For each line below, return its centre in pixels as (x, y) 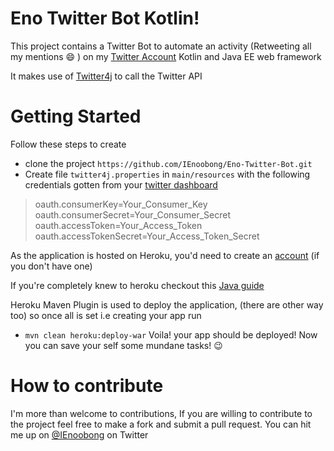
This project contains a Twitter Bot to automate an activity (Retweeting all (161, 46)
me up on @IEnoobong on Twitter (79, 434)
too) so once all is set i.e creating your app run (106, 315)
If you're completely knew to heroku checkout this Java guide (137, 285)
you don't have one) (51, 266)
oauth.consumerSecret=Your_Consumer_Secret (132, 214)
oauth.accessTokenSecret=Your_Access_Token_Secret (147, 236)
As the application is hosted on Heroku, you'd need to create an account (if (165, 255)
